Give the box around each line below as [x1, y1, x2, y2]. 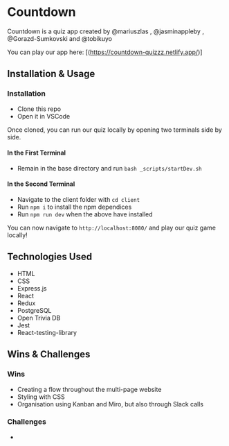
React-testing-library [17, 328, 77, 336]
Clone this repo [17, 105, 61, 113]
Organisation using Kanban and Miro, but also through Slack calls [17, 400, 204, 408]
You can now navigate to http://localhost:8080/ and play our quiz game [7, 223, 217, 232]
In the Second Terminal [7, 180, 75, 188]
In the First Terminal [7, 148, 66, 157]
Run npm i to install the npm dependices [17, 203, 132, 212]
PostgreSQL [17, 306, 52, 314]
